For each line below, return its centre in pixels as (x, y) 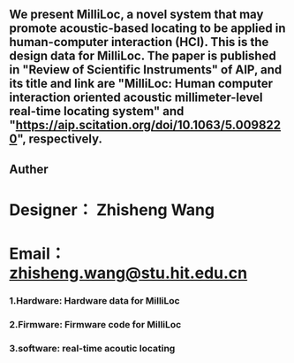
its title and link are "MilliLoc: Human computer (141, 84)
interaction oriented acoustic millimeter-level (136, 98)
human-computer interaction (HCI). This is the (139, 42)
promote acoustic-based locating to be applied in (147, 29)
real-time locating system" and (97, 111)
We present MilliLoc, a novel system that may (136, 15)
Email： (38, 254)
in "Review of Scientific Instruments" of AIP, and (146, 70)
